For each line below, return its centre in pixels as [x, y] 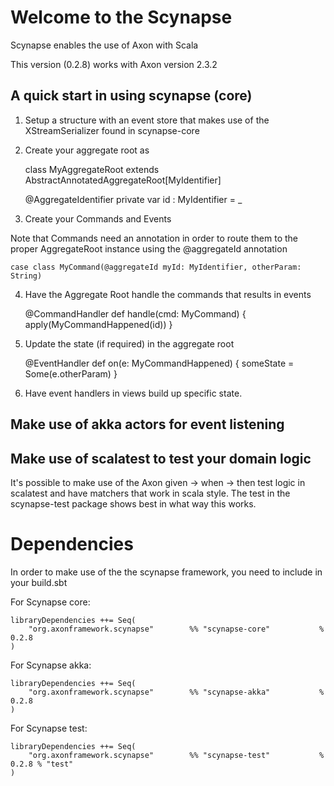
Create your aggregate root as [87, 150]
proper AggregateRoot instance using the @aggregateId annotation [149, 248]
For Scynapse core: [50, 602]
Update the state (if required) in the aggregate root [129, 343]
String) [26, 276]
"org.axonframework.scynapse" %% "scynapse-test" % [176, 755]
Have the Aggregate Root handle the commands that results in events [168, 294]
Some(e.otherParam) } [71, 373]
